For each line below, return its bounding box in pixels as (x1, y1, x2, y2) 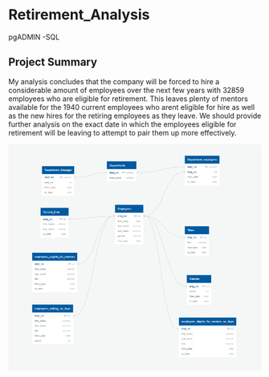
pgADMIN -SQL (8, 32, 60, 42)
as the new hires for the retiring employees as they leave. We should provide (8, 111, 262, 120)
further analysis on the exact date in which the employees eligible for (8, 119, 237, 129)
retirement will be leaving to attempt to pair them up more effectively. (8, 128, 237, 137)
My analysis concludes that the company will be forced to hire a (8, 76, 220, 86)
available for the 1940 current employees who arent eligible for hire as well (8, 102, 255, 111)
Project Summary (8, 55, 98, 69)
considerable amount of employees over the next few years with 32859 (8, 85, 245, 95)
